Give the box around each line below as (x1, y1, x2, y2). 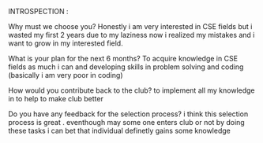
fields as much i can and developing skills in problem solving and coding (8, 62, 244, 71)
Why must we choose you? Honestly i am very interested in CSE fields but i (8, 22, 253, 31)
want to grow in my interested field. (8, 38, 124, 48)
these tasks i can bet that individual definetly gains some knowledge (8, 126, 231, 135)
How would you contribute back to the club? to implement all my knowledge (8, 86, 255, 95)
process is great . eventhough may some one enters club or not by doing (8, 118, 245, 126)
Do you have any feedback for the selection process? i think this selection (8, 109, 249, 119)
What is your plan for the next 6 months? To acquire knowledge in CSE (8, 54, 239, 63)
